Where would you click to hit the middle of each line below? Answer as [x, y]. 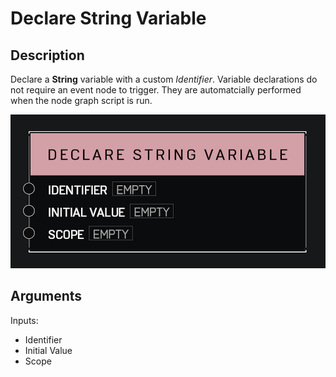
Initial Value [48, 350]
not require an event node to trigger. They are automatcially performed [156, 90]
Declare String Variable [108, 18]
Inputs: [24, 320]
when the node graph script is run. [81, 100]
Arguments [46, 296]
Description [47, 55]
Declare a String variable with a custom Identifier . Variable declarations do [164, 79]
